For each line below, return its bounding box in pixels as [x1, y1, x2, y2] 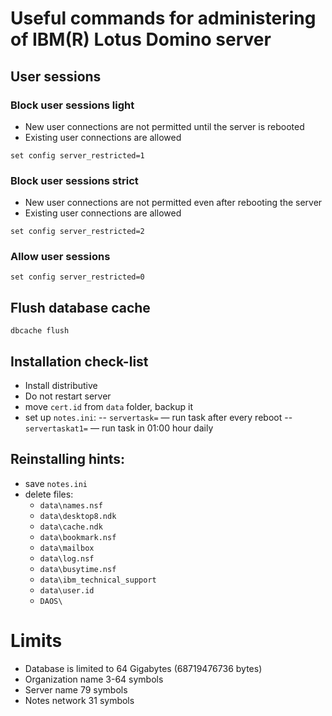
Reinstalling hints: [10, 451, 126, 468]
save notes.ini [24, 477, 88, 489]
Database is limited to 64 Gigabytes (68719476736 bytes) [24, 662, 263, 674]
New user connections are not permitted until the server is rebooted [24, 120, 305, 132]
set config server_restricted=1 [10, 150, 145, 161]
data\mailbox [39, 543, 95, 553]
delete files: [24, 488, 74, 500]
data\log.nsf [39, 553, 95, 564]
